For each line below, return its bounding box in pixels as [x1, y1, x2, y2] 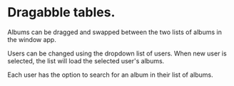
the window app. [7, 35, 57, 43]
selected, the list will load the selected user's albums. [7, 56, 165, 65]
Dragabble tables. [7, 4, 116, 21]
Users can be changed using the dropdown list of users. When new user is [7, 49, 227, 58]
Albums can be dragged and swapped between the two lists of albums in [7, 28, 223, 36]
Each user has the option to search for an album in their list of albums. [7, 70, 214, 79]
